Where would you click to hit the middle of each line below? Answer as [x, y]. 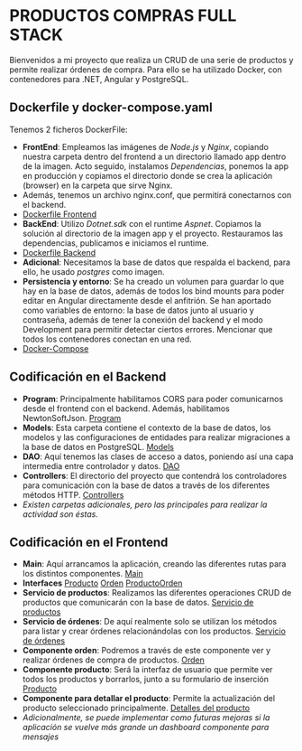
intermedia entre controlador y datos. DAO [101, 465]
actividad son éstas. [60, 514]
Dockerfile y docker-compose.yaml [111, 108]
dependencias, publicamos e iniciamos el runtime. [115, 243]
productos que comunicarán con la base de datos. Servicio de [138, 603]
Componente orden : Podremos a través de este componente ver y [146, 651]
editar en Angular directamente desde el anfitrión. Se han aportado [147, 300]
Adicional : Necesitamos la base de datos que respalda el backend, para [156, 262]
